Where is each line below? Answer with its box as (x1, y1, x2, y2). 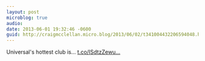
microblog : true (6, 15, 48, 21)
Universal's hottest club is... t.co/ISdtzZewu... (6, 48, 121, 56)
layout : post (6, 9, 40, 15)
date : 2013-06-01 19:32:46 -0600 (6, 26, 92, 32)
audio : (6, 20, 23, 26)
